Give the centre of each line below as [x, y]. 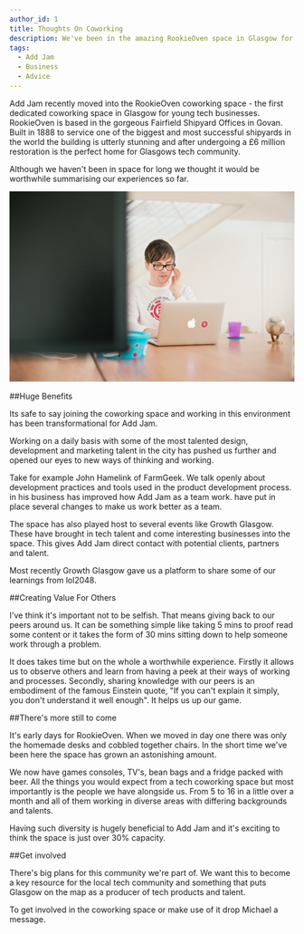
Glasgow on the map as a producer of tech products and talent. [128, 891]
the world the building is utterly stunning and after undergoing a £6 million [147, 141]
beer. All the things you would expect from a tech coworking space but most [152, 781]
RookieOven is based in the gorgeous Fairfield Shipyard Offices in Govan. [146, 122]
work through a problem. [56, 644]
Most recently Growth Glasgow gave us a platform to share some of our [142, 570]
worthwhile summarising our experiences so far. [99, 178]
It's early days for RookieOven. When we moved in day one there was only [148, 735]
